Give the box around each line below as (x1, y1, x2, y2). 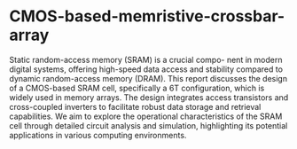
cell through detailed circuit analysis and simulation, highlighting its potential (9, 120, 288, 130)
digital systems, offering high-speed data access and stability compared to (9, 64, 284, 74)
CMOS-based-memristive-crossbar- (9, 6, 285, 27)
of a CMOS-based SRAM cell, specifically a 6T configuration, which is (9, 82, 265, 93)
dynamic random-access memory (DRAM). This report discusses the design (9, 73, 288, 83)
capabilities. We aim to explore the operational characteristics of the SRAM (9, 111, 283, 122)
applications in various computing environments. (9, 129, 187, 140)
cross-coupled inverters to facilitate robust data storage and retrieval (9, 101, 262, 112)
